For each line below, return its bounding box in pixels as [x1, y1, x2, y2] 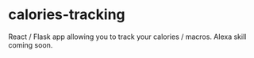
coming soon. [8, 40, 53, 49]
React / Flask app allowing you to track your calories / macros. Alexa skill [8, 32, 247, 41]
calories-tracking [8, 6, 125, 24]
